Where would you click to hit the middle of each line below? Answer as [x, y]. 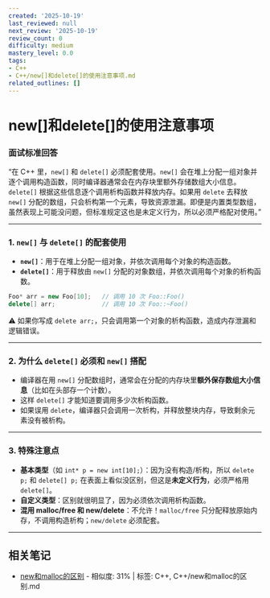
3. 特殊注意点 [34, 451]
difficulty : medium [41, 46]
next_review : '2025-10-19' [53, 31]
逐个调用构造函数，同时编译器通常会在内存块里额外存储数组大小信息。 [125, 181]
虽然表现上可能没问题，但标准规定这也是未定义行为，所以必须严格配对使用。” [135, 212]
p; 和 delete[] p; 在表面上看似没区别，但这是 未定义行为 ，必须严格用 [134, 480]
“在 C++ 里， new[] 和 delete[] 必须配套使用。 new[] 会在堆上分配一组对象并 [133, 171]
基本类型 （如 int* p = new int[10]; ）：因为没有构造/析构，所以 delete [137, 470]
